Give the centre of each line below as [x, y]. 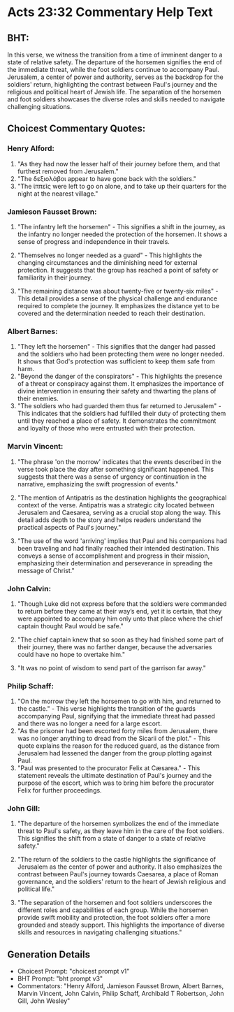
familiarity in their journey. [55, 277]
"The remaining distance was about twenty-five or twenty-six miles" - [118, 291]
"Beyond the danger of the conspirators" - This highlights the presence [120, 376]
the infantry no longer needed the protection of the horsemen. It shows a [122, 234]
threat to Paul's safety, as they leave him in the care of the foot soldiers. [121, 831]
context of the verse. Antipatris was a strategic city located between [116, 505]
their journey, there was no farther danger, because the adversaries [115, 646]
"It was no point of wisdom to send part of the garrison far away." [111, 667]
